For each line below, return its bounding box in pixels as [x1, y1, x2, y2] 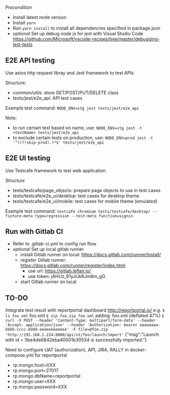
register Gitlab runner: [20, 257, 67, 263]
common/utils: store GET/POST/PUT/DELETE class [12, 89, 119, 96]
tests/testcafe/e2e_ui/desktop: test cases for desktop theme [12, 193, 139, 199]
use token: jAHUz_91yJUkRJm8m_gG [27, 273, 106, 280]
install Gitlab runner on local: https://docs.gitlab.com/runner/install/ [20, 251, 161, 258]
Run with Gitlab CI [5, 227, 63, 236]
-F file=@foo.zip [71, 327, 108, 332]
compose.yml [5, 352, 34, 358]
